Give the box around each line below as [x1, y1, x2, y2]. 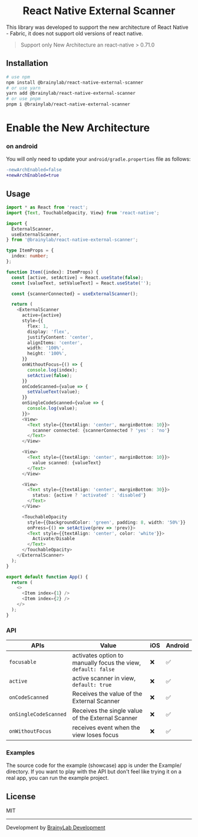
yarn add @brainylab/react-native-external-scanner [6, 90, 136, 97]
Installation [6, 58, 48, 68]
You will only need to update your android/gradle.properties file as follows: [6, 156, 191, 163]
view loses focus [72, 730, 119, 739]
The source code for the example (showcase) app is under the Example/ [6, 762, 181, 769]
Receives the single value [72, 706, 143, 714]
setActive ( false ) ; [27, 372, 72, 378]
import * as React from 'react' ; [6, 204, 88, 210]
